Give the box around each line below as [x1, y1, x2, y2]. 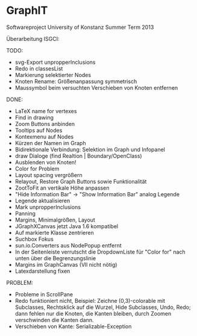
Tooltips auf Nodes [14, 126, 63, 134]
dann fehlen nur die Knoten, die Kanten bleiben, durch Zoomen [14, 310, 172, 317]
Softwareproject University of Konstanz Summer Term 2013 [6, 23, 154, 31]
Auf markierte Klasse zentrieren [14, 229, 95, 236]
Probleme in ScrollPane [14, 290, 73, 298]
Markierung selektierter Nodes [14, 71, 92, 78]
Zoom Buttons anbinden [14, 120, 75, 127]
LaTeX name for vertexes [14, 107, 77, 114]
